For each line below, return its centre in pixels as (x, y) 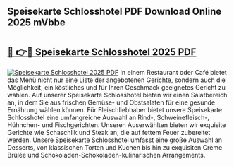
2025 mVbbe (36, 23)
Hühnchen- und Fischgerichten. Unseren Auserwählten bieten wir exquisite (117, 125)
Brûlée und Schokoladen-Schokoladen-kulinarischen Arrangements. (106, 155)
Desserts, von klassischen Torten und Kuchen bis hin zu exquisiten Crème (115, 147)
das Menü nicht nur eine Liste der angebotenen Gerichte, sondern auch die (116, 80)
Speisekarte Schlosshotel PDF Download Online (115, 12)
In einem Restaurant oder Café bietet (173, 72)
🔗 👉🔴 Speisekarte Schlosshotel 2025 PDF (102, 52)
